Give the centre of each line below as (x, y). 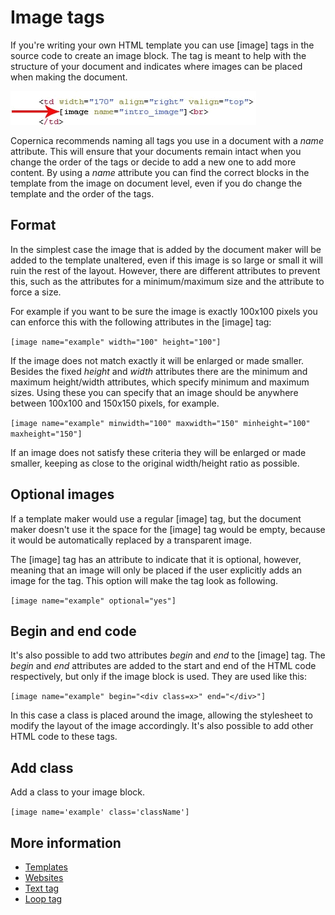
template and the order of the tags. (82, 193)
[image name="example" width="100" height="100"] (116, 342)
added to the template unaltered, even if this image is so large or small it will (166, 260)
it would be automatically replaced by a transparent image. (131, 540)
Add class (42, 767)
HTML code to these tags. (64, 737)
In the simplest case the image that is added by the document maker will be (166, 249)
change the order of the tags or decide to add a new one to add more (153, 162)
